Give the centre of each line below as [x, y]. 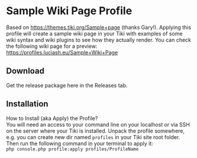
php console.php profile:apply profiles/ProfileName [72, 149]
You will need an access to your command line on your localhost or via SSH [98, 124]
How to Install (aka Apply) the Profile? [52, 118]
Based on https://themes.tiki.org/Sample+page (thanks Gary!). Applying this [98, 27]
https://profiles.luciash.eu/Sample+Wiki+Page [62, 52]
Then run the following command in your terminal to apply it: [80, 143]
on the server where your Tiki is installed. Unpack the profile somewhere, [96, 131]
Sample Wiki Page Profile [69, 11]
